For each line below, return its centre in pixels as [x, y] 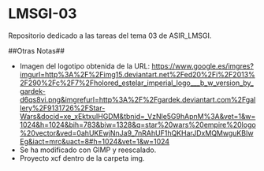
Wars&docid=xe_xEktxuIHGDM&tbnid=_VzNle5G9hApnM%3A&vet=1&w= [138, 116]
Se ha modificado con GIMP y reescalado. [88, 150]
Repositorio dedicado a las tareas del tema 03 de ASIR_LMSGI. [110, 35]
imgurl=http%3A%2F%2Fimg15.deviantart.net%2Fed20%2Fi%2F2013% [138, 74]
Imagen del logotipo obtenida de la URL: [85, 66]
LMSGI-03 [43, 14]
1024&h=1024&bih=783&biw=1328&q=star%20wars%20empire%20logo [138, 125]
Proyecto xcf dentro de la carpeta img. [82, 158]
